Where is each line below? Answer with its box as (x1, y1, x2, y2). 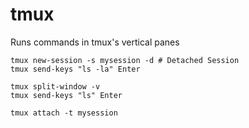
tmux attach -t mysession (10, 108, 118, 118)
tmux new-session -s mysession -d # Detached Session (10, 55, 240, 65)
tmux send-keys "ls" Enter (10, 90, 123, 100)
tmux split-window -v (10, 81, 101, 92)
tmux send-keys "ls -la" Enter (10, 64, 141, 74)
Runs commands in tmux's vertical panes (10, 36, 180, 48)
